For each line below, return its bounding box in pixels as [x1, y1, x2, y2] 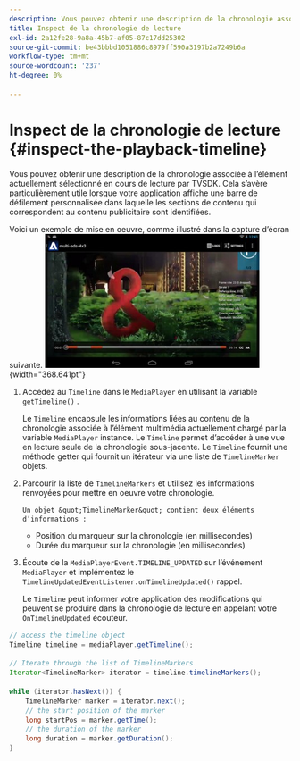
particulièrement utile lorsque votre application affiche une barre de [9, 188, 258, 198]
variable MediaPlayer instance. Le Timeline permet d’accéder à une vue [21, 431, 286, 442]
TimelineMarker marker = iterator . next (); [25, 697, 186, 706]
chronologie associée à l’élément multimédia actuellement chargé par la [21, 422, 287, 433]
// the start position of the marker [25, 706, 166, 715]
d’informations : [21, 514, 87, 523]
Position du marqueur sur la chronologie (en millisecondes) [35, 530, 253, 540]
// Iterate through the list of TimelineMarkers [9, 659, 194, 668]
